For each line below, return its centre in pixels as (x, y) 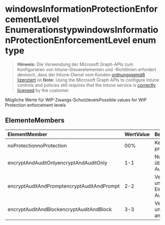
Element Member (27, 134)
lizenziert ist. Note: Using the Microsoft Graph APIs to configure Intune (88, 80)
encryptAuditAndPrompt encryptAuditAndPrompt (64, 186)
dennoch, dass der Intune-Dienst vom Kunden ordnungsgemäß (81, 75)
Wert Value (137, 134)
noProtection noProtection (37, 146)
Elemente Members (35, 120)
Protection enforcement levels (36, 105)
